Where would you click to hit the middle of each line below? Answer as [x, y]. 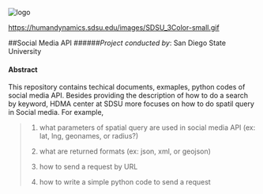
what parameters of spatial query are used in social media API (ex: [147, 127]
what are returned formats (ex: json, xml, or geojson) [125, 151]
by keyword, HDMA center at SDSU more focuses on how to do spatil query [131, 104]
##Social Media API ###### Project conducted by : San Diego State [117, 43]
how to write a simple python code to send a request [125, 182]
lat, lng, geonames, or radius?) [89, 136]
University [25, 51]
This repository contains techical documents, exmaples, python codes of [127, 87]
